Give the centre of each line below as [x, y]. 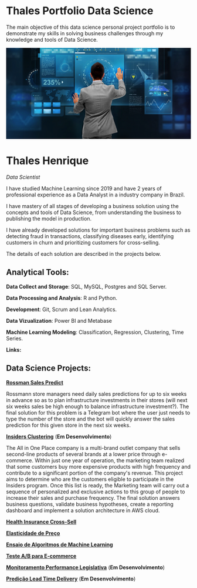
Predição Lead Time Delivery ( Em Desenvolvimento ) [71, 579]
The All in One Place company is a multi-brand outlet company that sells [93, 447]
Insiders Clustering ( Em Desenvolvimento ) [59, 436]
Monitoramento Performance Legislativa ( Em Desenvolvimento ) [86, 567]
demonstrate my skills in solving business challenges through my [85, 33]
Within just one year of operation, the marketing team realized [110, 460]
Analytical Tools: [38, 273]
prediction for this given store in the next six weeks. [68, 425]
